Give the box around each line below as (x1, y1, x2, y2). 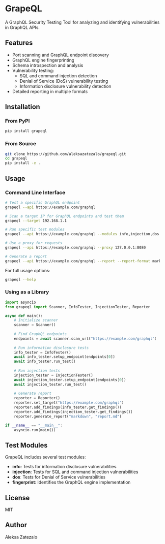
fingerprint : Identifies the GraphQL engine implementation (12, 480, 131, 485)
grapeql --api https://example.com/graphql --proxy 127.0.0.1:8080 (5, 245, 146, 250)
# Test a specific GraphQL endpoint (5, 200, 80, 205)
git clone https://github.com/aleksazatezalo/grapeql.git (5, 151, 126, 157)
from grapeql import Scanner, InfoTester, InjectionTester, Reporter (5, 304, 151, 309)
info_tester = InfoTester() (14, 350, 71, 355)
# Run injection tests (14, 368, 60, 373)
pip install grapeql (5, 128, 48, 133)
